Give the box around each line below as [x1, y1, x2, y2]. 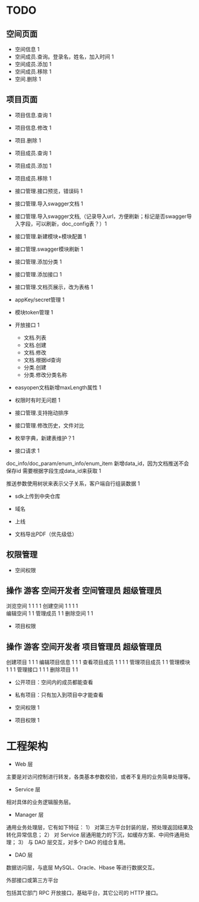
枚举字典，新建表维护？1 [14, 434, 75, 441]
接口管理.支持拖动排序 [14, 409, 69, 416]
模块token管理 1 [14, 308, 53, 316]
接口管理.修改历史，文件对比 [14, 422, 84, 429]
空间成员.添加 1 [14, 61, 52, 67]
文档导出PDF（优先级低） [14, 530, 78, 538]
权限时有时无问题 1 [14, 397, 61, 404]
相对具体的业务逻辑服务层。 [6, 798, 74, 806]
